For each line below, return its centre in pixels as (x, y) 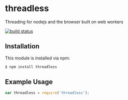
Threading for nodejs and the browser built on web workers (64, 22)
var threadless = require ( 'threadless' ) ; (47, 93)
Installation (22, 46)
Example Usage (29, 82)
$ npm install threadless (31, 67)
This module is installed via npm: (37, 58)
